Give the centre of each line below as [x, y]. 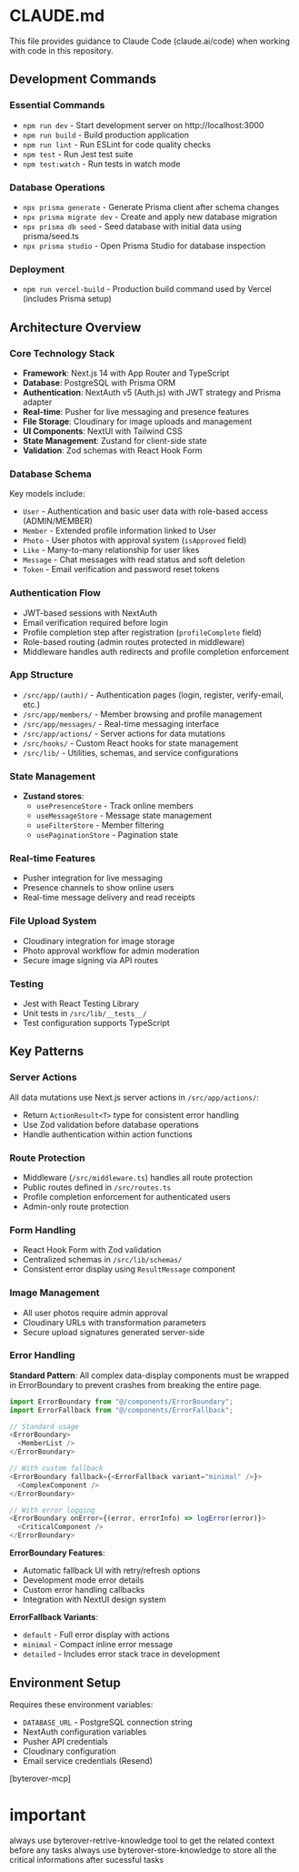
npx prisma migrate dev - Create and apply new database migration [150, 216]
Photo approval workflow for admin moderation [111, 951]
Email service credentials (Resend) [87, 1760]
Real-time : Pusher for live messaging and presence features [136, 411]
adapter [37, 402]
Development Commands [83, 80]
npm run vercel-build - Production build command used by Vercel [147, 289]
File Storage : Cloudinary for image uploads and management [137, 421]
